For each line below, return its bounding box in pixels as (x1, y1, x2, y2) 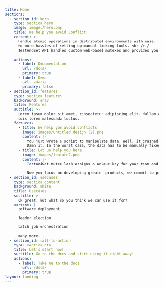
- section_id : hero (9, 16, 49, 21)
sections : (5, 12, 25, 17)
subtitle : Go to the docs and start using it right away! (14, 252, 134, 257)
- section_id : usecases (9, 175, 58, 180)
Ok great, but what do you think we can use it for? (18, 198, 128, 203)
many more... (18, 233, 45, 238)
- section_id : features (9, 89, 58, 94)
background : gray (14, 98, 49, 103)
